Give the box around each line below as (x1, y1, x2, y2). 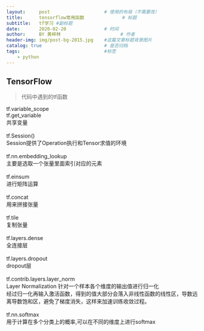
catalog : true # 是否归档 (6, 43, 128, 49)
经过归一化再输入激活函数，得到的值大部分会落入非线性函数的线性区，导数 (6, 290, 192, 298)
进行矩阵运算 (6, 180, 38, 188)
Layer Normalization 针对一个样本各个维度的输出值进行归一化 (6, 283, 160, 290)
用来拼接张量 (6, 201, 38, 208)
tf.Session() (6, 132, 35, 139)
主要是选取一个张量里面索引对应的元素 (6, 160, 102, 167)
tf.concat (6, 193, 29, 201)
